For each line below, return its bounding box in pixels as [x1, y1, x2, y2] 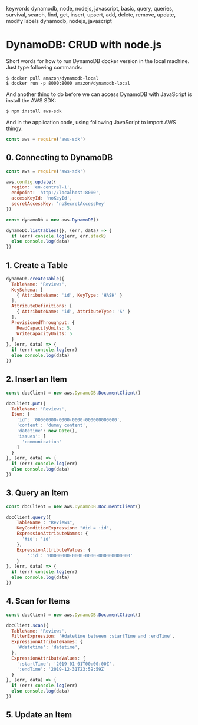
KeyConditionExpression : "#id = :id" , [16, 525, 112, 531]
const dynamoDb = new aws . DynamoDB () [6, 217, 99, 223]
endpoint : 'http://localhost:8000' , [11, 190, 101, 196]
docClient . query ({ [6, 514, 51, 520]
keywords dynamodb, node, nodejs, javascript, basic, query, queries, [6, 5, 174, 12]
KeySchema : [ [11, 287, 44, 293]
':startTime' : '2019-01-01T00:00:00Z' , [16, 661, 115, 667]
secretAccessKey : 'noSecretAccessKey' [11, 201, 107, 207]
